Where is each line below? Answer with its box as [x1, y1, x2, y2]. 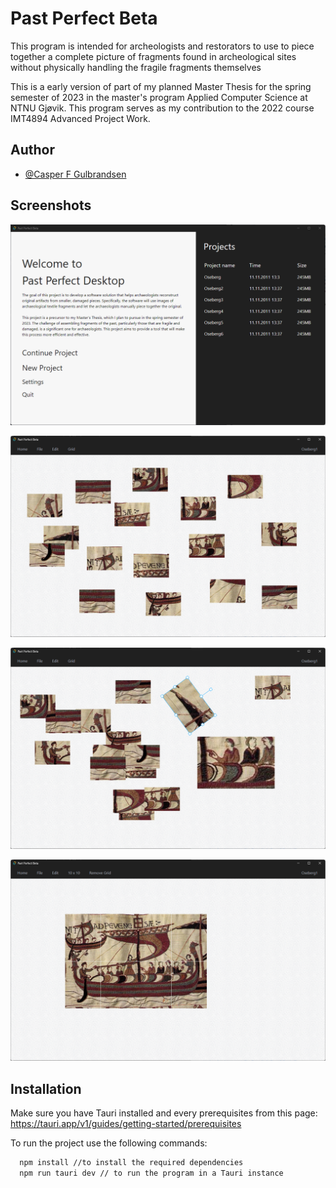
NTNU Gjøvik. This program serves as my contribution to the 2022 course [10, 102, 315, 114]
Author [10, 142, 55, 159]
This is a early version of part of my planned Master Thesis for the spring [10, 80, 312, 92]
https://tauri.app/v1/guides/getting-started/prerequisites [10, 1117, 242, 1129]
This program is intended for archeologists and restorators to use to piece [10, 40, 315, 52]
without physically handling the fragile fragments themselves [10, 61, 262, 73]
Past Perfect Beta [10, 7, 158, 30]
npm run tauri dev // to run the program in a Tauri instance [19, 1168, 284, 1178]
